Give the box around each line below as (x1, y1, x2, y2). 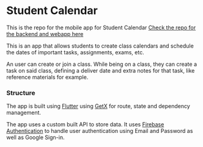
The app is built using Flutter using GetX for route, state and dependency (6, 102, 191, 110)
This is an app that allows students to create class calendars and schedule (6, 42, 194, 49)
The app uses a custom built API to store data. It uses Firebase (6, 121, 164, 128)
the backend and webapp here (6, 30, 84, 37)
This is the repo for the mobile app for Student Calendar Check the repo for (6, 24, 196, 31)
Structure (6, 88, 35, 97)
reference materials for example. (6, 73, 89, 81)
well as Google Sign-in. (6, 134, 65, 141)
